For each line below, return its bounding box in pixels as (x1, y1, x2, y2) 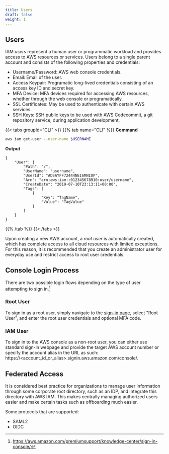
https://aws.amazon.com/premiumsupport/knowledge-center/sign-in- (12, 438, 158, 444)
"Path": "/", (23, 164, 51, 169)
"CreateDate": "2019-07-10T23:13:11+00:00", (23, 182, 118, 187)
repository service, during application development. (12, 117, 120, 123)
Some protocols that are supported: (5, 408, 79, 415)
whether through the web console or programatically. (12, 96, 123, 102)
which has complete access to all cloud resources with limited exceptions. (5, 241, 159, 247)
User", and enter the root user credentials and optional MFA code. (5, 315, 142, 321)
